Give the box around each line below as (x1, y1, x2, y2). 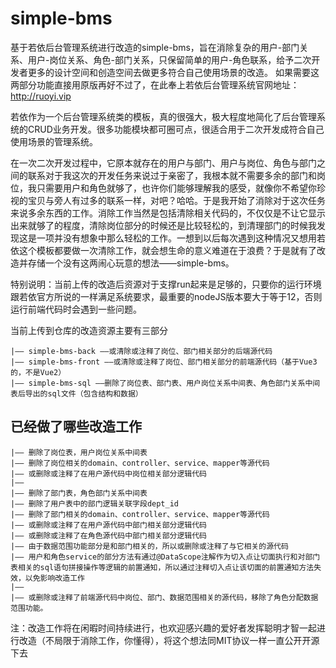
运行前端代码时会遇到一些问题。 (10, 303, 142, 315)
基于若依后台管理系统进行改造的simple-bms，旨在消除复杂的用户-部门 (10, 41, 300, 53)
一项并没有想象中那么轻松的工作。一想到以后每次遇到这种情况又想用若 (36, 232, 326, 244)
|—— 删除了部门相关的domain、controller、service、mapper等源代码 (10, 509, 270, 519)
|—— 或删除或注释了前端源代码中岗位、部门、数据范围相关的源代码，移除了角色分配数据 (10, 592, 319, 602)
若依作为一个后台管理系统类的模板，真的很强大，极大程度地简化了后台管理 (10, 110, 317, 122)
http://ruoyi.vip (10, 90, 72, 102)
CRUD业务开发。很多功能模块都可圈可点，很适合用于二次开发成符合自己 (27, 123, 325, 135)
